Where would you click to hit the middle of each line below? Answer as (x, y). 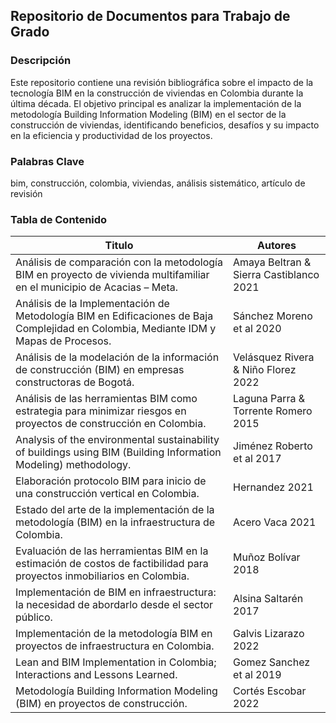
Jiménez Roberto (273, 446)
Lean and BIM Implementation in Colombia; (116, 662)
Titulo (119, 246)
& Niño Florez (265, 370)
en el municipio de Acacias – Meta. (97, 287)
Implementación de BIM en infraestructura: (116, 592)
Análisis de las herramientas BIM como (106, 399)
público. (34, 617)
